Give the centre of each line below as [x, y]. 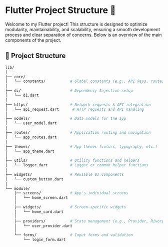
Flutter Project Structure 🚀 [60, 10]
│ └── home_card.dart [39, 212]
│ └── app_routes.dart [31, 137]
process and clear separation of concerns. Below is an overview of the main [83, 35]
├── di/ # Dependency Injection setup [69, 91]
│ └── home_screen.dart [41, 198]
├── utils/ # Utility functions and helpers [72, 161]
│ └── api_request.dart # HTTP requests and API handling [74, 109]
